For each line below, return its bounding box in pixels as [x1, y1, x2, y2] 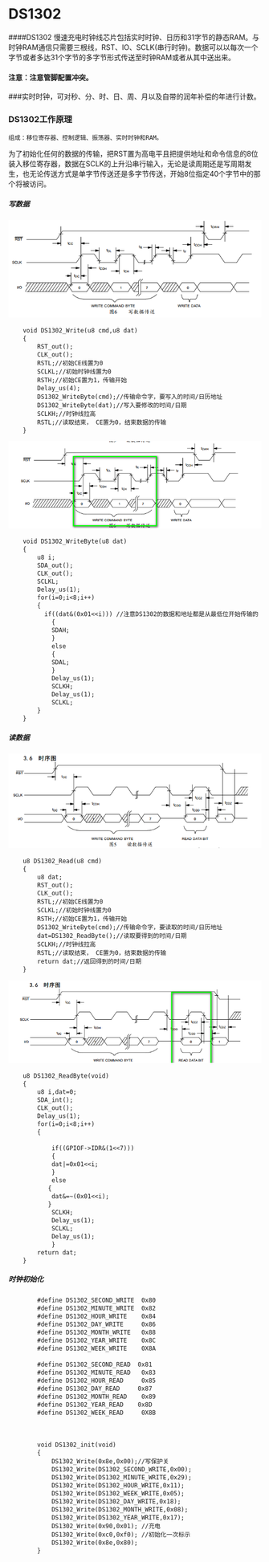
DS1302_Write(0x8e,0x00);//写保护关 [51, 1457, 169, 1466]
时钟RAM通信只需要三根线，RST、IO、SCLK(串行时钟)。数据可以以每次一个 [8, 42, 259, 52]
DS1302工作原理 [8, 114, 72, 125]
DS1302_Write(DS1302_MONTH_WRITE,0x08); [51, 1505, 189, 1514]
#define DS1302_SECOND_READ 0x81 [37, 1360, 153, 1368]
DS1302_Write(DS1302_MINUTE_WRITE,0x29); [51, 1473, 193, 1482]
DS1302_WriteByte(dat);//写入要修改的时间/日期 [37, 402, 187, 410]
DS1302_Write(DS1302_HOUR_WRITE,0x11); [51, 1481, 185, 1490]
